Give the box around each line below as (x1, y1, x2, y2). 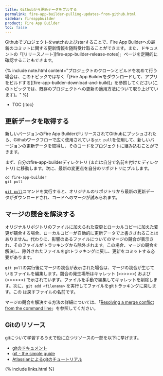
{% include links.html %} (5, 366, 54, 372)
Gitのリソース (5, 321, 46, 329)
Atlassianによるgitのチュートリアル (12, 356, 83, 362)
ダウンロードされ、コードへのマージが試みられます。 (13, 194, 120, 200)
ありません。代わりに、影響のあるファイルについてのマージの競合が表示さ (5, 236, 154, 242)
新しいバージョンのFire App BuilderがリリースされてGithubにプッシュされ (5, 131, 152, 137)
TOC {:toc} (12, 102, 34, 107)
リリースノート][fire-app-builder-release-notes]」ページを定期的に (23, 51, 158, 57)
